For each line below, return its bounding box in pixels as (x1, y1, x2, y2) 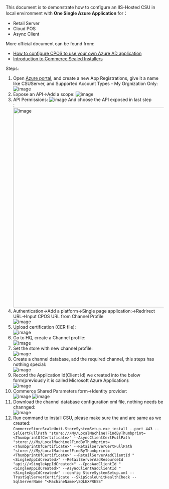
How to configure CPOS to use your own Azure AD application (13, 50, 142, 56)
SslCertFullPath (13, 431, 47, 436)
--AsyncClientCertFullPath (74, 435, 130, 440)
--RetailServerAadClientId (74, 453, 130, 458)
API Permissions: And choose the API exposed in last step (13, 96, 152, 103)
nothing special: (13, 361, 47, 367)
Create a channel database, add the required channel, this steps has (13, 356, 154, 362)
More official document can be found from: (6, 41, 95, 47)
